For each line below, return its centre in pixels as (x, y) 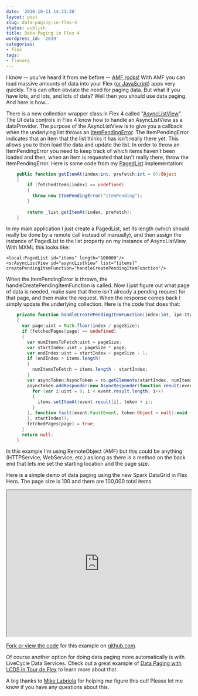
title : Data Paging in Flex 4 (43, 33)
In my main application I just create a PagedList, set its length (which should (98, 228)
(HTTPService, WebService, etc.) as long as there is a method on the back (96, 458)
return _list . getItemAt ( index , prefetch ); (80, 212)
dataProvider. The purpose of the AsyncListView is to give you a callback (94, 126)
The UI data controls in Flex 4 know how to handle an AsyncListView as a (94, 120)
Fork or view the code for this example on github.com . (71, 646)
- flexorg (18, 60)
